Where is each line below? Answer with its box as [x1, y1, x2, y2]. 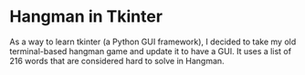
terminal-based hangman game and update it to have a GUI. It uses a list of [9, 45, 292, 56]
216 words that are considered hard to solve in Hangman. [9, 55, 226, 66]
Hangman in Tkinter [9, 6, 163, 27]
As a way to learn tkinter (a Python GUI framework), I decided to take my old [9, 36, 297, 47]
